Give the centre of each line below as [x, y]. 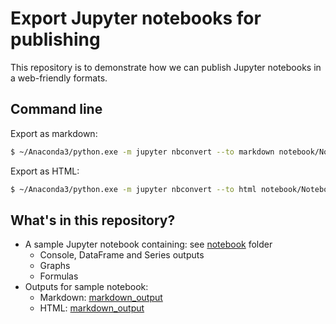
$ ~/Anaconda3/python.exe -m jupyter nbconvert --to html [133, 189]
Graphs [55, 266]
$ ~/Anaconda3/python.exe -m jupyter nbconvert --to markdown [142, 152]
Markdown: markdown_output [101, 298]
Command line [56, 109]
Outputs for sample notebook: [86, 287]
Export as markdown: [54, 133]
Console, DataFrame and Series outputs [122, 255]
